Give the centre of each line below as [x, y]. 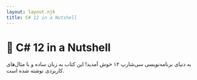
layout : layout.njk [31, 12]
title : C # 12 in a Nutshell [42, 18]
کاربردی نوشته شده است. [35, 71]
